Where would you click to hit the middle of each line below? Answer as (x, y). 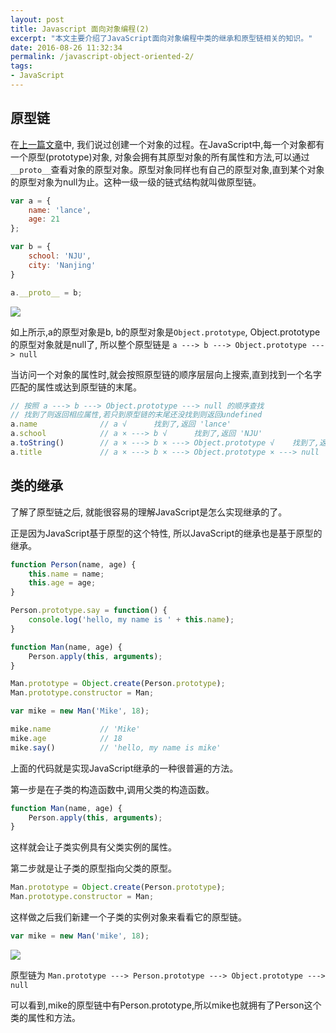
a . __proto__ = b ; (46, 292)
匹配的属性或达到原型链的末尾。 (76, 387)
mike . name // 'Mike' (75, 729)
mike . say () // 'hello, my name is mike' (116, 747)
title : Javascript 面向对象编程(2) (80, 29)
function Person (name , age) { (73, 564)
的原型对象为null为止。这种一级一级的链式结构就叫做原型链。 (136, 182)
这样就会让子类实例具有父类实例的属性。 (93, 847)
